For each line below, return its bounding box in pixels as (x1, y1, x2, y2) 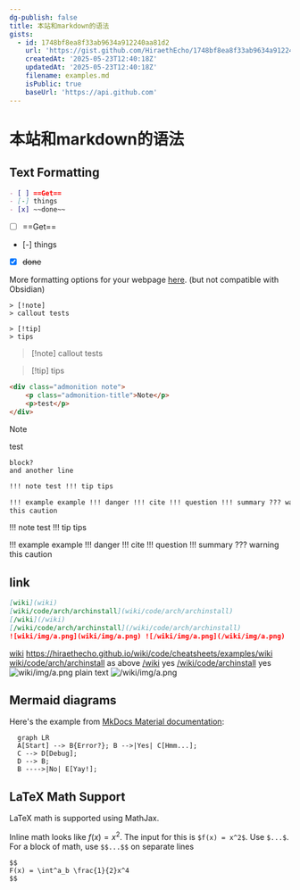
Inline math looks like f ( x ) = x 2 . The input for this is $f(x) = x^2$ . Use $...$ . (9, 830, 289, 842)
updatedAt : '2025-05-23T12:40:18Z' (25, 63, 158, 72)
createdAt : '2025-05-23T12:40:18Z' (25, 54, 158, 63)
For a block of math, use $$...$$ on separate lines (9, 841, 195, 852)
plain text (74, 667, 109, 678)
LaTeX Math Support (9, 789, 126, 804)
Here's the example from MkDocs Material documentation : (9, 716, 225, 728)
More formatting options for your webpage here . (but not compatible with (9, 274, 279, 286)
